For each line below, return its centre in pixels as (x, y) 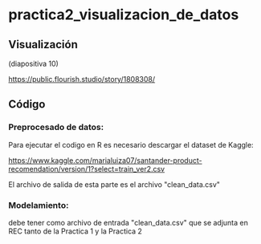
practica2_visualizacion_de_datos (124, 15)
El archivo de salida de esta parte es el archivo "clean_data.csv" (114, 184)
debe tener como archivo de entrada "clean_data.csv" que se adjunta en (128, 222)
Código (27, 105)
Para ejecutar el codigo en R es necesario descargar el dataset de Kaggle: (131, 144)
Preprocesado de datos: (56, 128)
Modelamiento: (39, 205)
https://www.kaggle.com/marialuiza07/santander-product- (105, 160)
